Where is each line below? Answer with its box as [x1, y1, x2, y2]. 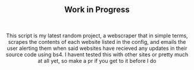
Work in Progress [64, 5, 130, 15]
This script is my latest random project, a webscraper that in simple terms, [5, 32, 189, 39]
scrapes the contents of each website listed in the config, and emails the [8, 38, 186, 45]
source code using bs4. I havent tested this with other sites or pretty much [5, 50, 189, 58]
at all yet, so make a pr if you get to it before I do [37, 57, 157, 64]
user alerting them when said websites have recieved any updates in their [7, 44, 187, 52]
